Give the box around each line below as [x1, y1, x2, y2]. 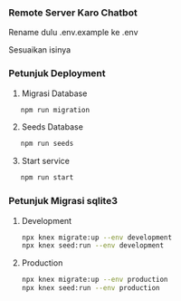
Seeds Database [21, 121, 83, 132]
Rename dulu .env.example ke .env [8, 27, 138, 38]
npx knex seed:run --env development [21, 241, 165, 250]
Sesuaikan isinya [8, 44, 71, 55]
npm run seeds [20, 139, 74, 149]
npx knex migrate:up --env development [21, 233, 173, 242]
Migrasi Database [21, 88, 88, 99]
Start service [21, 156, 70, 167]
